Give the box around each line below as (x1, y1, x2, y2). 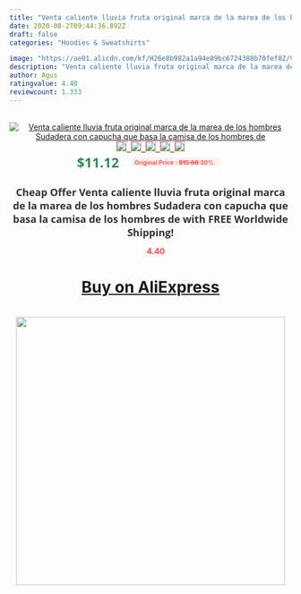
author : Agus (9, 71, 58, 81)
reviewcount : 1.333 (9, 87, 82, 97)
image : (9, 55, 34, 64)
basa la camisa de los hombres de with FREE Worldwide (13, 211, 288, 226)
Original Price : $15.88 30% (133, 157, 214, 166)
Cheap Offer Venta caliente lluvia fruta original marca (15, 184, 286, 199)
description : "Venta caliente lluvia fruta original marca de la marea (9, 63, 282, 72)
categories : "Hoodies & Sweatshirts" (9, 38, 150, 47)
